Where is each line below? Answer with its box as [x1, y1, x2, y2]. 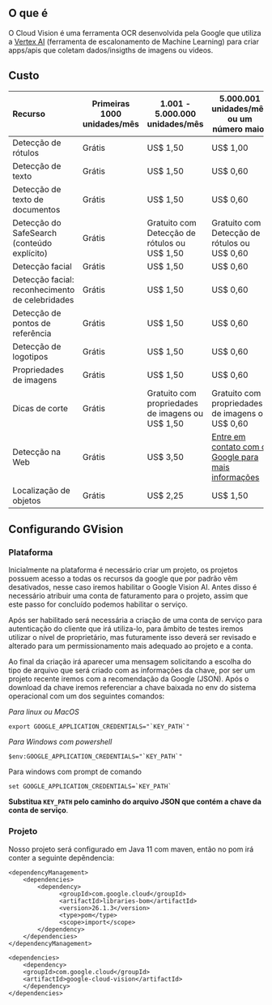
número [211, 123, 243, 135]
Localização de [12, 484, 70, 496]
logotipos [12, 350, 49, 362]
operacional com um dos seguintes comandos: [8, 691, 165, 701]
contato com [211, 441, 260, 453]
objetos [12, 495, 41, 506]
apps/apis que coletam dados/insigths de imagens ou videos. [8, 45, 214, 55]
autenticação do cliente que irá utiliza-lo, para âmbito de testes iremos [8, 624, 244, 633]
